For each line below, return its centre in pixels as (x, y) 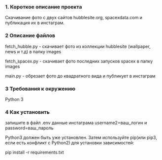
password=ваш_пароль (29, 128)
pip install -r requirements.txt (34, 152)
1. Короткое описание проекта (44, 7)
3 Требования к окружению (40, 89)
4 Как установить (28, 112)
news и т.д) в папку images (33, 51)
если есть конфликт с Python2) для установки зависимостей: (70, 143)
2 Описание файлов (30, 35)
